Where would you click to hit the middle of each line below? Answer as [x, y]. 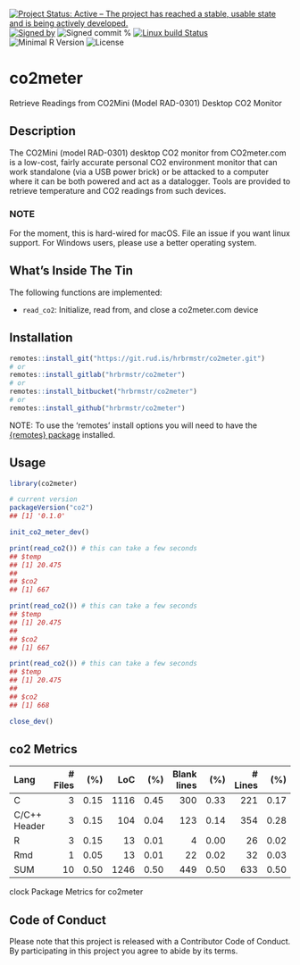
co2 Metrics [43, 749]
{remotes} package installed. [62, 434]
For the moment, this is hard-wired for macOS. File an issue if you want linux [150, 233]
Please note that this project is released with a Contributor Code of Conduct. [150, 942]
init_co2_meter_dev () [50, 533]
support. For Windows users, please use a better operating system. [133, 243]
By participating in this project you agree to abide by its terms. [124, 951]
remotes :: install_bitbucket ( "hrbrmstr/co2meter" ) [104, 392]
